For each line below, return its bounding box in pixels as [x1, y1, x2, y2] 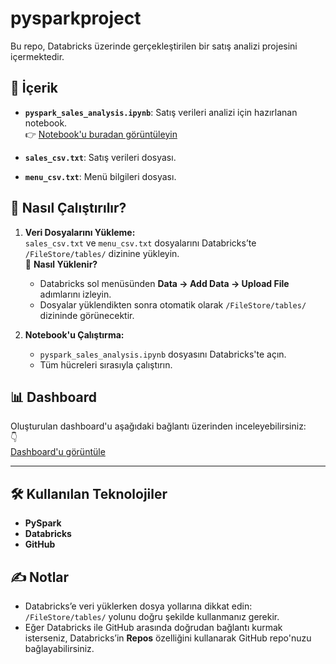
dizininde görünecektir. [39, 309, 135, 321]
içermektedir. [10, 50, 65, 62]
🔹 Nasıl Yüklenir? [24, 258, 98, 270]
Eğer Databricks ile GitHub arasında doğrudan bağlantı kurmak [24, 622, 283, 633]
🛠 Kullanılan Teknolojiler [10, 485, 168, 502]
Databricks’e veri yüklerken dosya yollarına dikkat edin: [24, 600, 253, 612]
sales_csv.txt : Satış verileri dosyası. [24, 151, 177, 163]
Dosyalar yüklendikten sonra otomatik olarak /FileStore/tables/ [39, 298, 307, 311]
